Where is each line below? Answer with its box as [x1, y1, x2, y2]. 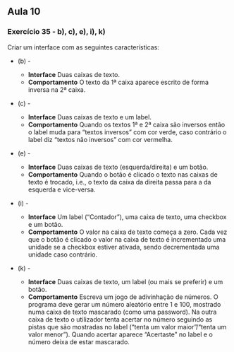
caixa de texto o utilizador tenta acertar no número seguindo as [27, 315, 213, 324]
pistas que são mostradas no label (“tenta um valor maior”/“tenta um [27, 322, 227, 331]
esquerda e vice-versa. [27, 185, 96, 194]
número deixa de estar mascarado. [27, 337, 130, 346]
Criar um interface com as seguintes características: [7, 42, 160, 52]
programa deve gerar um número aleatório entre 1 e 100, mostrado [27, 300, 221, 308]
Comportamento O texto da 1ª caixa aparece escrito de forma [27, 78, 209, 86]
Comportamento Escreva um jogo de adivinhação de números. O [27, 293, 218, 301]
